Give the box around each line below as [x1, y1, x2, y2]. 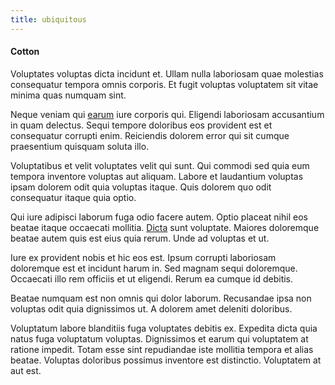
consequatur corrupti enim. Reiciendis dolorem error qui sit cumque [10, 129, 290, 141]
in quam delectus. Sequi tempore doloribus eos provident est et [10, 119, 273, 131]
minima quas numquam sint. [10, 89, 127, 101]
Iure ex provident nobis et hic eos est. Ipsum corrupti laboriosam [10, 251, 277, 263]
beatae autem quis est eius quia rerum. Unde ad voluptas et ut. [10, 232, 270, 244]
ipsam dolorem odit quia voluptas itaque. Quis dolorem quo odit [10, 181, 272, 193]
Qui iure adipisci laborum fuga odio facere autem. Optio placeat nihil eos [10, 211, 308, 223]
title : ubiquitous [10, 14, 87, 25]
